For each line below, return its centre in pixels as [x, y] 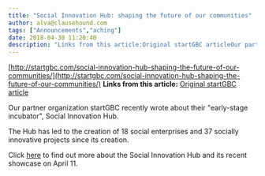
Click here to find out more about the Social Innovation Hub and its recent [127, 155]
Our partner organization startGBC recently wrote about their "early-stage [128, 108]
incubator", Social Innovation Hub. [63, 116]
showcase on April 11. [43, 163]
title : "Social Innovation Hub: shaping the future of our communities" [130, 15]
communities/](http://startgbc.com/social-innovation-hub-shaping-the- [124, 76]
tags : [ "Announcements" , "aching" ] [65, 30]
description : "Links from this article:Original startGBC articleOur [125, 45]
